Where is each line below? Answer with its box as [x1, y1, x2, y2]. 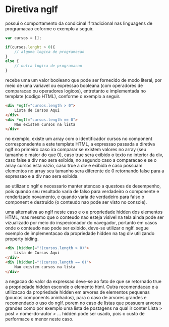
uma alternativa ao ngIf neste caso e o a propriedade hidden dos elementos [5, 209, 163, 215]
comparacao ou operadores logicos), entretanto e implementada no [5, 88, 146, 94]
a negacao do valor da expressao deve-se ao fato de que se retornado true [5, 278, 162, 284]
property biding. [5, 236, 39, 242]
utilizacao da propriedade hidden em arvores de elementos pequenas [5, 289, 150, 295]
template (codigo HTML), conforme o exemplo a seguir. [5, 94, 121, 100]
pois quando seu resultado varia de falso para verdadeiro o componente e [5, 189, 159, 195]
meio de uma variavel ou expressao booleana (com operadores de [5, 82, 143, 89]
